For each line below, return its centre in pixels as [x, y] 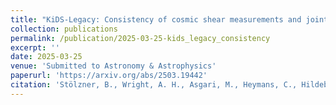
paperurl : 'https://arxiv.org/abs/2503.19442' [109, 76]
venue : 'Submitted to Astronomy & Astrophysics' [113, 66]
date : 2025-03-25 [46, 57]
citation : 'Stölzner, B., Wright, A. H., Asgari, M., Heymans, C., [154, 85]
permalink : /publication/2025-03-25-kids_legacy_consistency [140, 38]
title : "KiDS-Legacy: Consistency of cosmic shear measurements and [156, 19]
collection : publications [64, 29]
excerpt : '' [35, 47]
